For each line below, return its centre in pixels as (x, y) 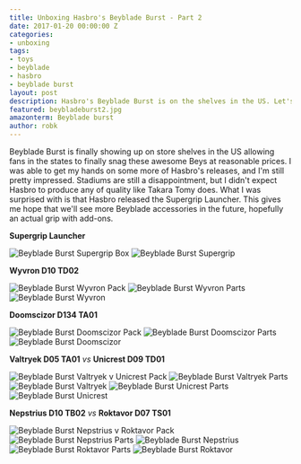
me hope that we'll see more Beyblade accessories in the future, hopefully (146, 209)
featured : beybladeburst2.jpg (66, 109)
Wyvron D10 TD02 (44, 271)
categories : (31, 34)
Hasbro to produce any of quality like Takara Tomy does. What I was (135, 190)
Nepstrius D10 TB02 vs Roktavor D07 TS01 (90, 413)
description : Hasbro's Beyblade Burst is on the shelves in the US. (140, 101)
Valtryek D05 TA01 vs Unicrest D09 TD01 (87, 359)
